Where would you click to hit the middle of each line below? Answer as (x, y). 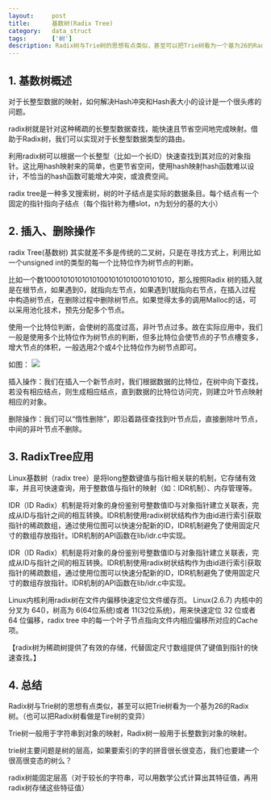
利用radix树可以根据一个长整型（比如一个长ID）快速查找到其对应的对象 (126, 156)
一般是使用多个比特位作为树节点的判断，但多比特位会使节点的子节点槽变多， (135, 337)
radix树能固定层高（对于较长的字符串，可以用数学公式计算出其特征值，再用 (133, 778)
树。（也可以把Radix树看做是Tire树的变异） (79, 716)
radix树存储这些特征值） (48, 788)
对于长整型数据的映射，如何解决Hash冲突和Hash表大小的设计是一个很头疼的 (135, 101)
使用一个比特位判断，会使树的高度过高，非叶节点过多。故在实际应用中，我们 (135, 327)
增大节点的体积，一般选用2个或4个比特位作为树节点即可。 (105, 347)
